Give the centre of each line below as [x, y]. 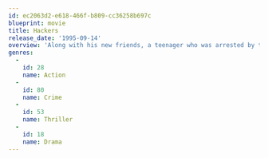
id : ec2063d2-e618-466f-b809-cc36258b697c [80, 16]
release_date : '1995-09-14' [55, 38]
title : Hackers [33, 30]
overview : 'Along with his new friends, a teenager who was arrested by [132, 45]
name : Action [44, 75]
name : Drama [42, 142]
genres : [21, 53]
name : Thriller [48, 120]
